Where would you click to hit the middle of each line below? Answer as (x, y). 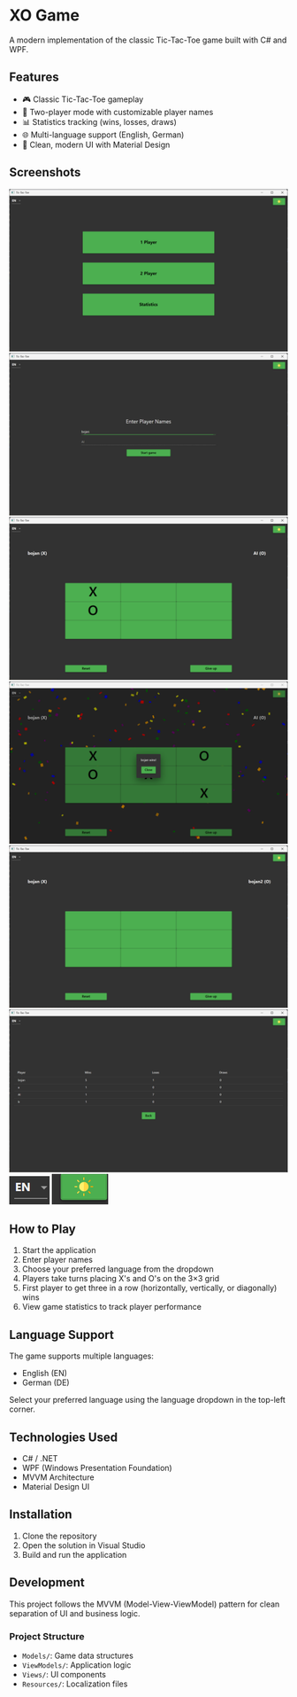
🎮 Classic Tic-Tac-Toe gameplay (83, 99)
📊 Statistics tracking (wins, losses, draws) (99, 121)
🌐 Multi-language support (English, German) (103, 135)
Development (47, 1583)
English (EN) (45, 1374)
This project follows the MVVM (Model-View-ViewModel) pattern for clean (145, 1604)
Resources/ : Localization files (75, 1684)
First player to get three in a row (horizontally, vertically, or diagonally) (149, 1288)
